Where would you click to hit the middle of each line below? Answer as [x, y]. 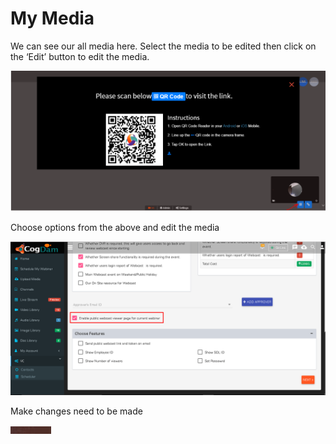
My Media [52, 18]
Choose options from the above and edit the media [115, 227]
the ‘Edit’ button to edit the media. [80, 56]
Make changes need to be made [76, 411]
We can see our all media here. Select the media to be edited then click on [163, 46]
